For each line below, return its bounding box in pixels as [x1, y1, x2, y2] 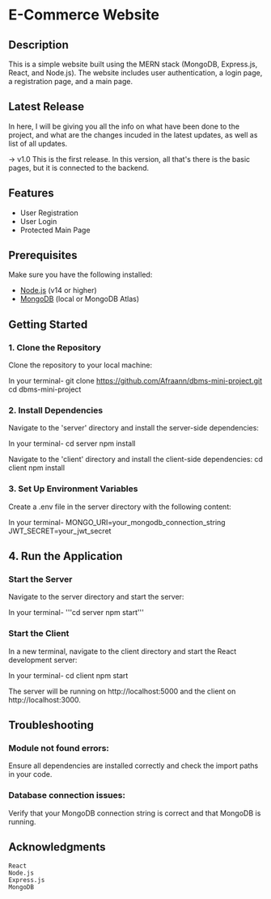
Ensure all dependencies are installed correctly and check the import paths [8, 761, 259, 770]
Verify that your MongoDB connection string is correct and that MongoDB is [8, 808, 261, 818]
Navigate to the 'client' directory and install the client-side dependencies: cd [8, 455, 263, 464]
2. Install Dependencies [8, 405, 104, 416]
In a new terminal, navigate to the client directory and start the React [8, 646, 237, 656]
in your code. [8, 770, 53, 779]
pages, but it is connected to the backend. [8, 163, 150, 172]
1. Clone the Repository [8, 341, 101, 353]
